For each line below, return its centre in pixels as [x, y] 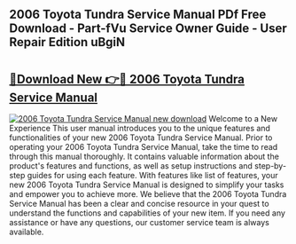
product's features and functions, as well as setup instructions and [131, 166]
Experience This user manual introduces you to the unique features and [140, 128]
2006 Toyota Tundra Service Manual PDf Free [138, 15]
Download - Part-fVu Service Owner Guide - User [148, 29]
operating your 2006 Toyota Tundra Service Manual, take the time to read [144, 147]
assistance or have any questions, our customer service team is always [140, 222]
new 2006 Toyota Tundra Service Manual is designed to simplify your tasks [147, 185]
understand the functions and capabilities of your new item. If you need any [148, 213]
